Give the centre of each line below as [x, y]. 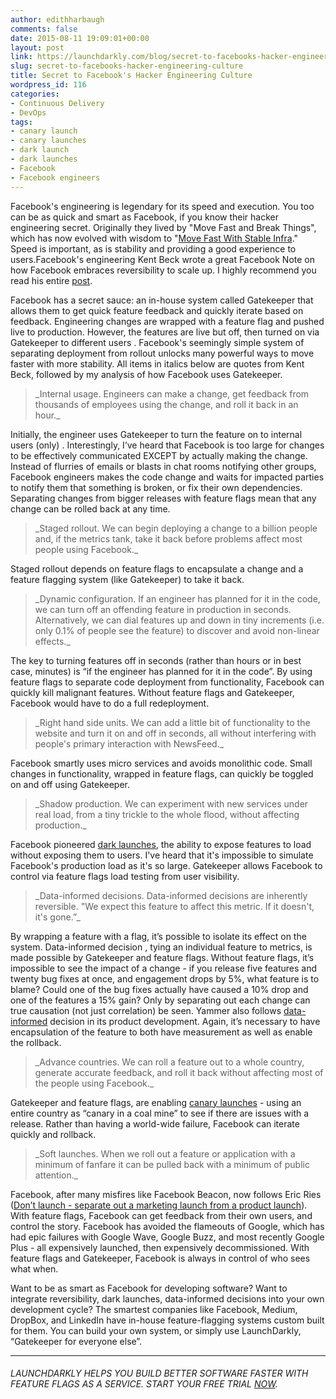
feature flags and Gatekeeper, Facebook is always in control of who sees [160, 1258]
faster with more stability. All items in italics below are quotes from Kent [157, 363]
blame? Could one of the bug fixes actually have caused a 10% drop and [159, 989]
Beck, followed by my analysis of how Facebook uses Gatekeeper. [146, 374]
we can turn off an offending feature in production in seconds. [163, 609]
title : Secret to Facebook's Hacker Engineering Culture [131, 76]
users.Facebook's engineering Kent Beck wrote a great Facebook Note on [162, 259]
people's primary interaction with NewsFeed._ [129, 743]
